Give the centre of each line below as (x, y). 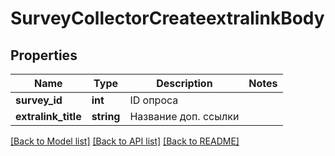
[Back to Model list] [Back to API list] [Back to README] (125, 141)
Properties (44, 55)
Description (184, 83)
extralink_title (48, 116)
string (106, 116)
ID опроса (154, 100)
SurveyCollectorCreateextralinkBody (167, 18)
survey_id (39, 100)
